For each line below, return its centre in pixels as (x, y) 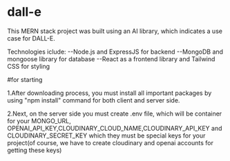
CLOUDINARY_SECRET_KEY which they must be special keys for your (106, 136)
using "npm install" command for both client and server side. (94, 100)
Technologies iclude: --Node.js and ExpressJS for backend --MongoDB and (115, 52)
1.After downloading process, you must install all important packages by (109, 93)
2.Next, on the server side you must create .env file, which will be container (115, 114)
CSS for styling (29, 66)
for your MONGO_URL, (39, 120)
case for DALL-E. (31, 38)
